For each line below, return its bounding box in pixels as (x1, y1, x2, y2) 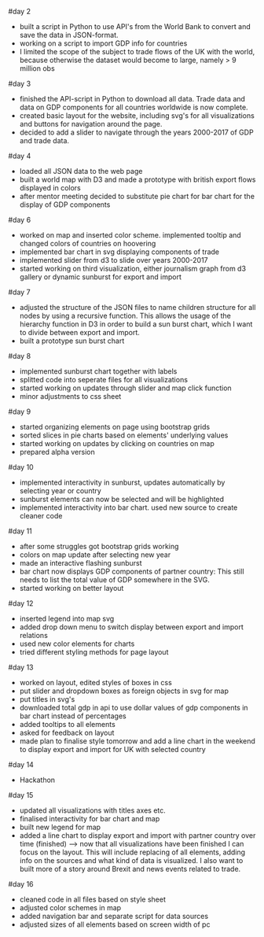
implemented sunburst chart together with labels (19, 367, 178, 376)
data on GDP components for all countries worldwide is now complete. (19, 102, 249, 112)
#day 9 (8, 407, 31, 416)
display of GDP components (19, 200, 111, 209)
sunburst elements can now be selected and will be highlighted (19, 495, 225, 504)
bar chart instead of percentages (19, 711, 127, 721)
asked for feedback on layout (19, 728, 115, 737)
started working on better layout (19, 584, 124, 592)
